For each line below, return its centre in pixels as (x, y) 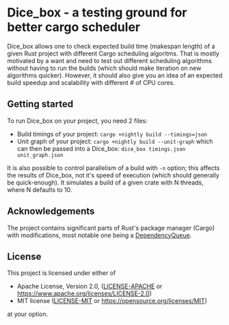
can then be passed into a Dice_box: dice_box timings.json (101, 148)
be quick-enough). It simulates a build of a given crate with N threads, (105, 182)
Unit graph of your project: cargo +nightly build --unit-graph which (115, 141)
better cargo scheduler (74, 27)
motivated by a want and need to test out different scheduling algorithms (109, 60)
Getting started (40, 104)
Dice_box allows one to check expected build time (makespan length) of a (111, 46)
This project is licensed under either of (62, 273)
